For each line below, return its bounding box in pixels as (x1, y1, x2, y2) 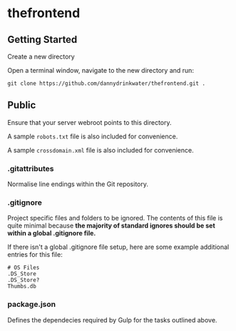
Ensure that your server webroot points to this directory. (7, 118, 173, 126)
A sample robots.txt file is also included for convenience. (7, 132, 178, 141)
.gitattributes (7, 163, 55, 173)
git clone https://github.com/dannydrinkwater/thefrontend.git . (7, 80, 205, 87)
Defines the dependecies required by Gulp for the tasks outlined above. (7, 315, 217, 324)
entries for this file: (7, 250, 63, 259)
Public (7, 99, 36, 111)
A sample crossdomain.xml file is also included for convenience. (7, 146, 194, 154)
